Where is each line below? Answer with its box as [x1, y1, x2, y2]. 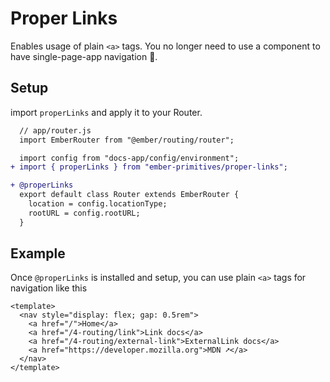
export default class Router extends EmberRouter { [19, 190, 240, 200]
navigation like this [10, 282, 88, 294]
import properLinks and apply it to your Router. [10, 106, 203, 118]
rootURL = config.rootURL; [28, 208, 141, 218]
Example [10, 245, 66, 262]
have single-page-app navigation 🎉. [10, 50, 158, 62]
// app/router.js [19, 125, 92, 136]
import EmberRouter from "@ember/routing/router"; [19, 135, 235, 145]
